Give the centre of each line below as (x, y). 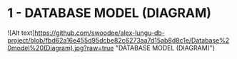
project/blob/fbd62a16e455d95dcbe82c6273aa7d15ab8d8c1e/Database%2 (118, 40)
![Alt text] (21, 33)
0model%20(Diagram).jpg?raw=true (61, 48)
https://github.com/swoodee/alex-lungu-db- (100, 33)
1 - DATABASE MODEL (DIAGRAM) (110, 13)
